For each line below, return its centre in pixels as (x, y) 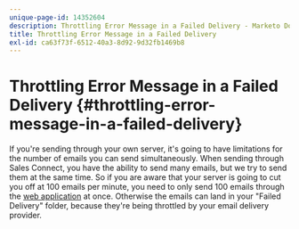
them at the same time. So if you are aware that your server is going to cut (145, 177)
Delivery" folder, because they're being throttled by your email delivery (139, 206)
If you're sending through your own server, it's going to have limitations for (146, 149)
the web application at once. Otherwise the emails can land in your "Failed (145, 196)
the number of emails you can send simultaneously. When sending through (147, 159)
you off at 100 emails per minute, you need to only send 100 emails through (147, 187)
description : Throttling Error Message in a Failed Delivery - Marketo (145, 26)
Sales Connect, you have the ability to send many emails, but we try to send (148, 168)
